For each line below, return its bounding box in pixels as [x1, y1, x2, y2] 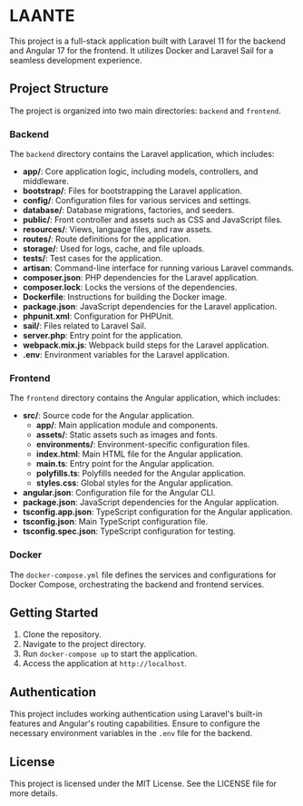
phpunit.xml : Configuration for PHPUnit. [22, 310, 174, 322]
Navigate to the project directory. [22, 639, 147, 650]
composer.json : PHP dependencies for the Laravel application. [22, 272, 259, 283]
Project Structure [9, 81, 109, 96]
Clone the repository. [22, 629, 102, 640]
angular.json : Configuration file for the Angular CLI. [22, 487, 216, 498]
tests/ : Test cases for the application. [22, 253, 163, 264]
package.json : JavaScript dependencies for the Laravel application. [22, 301, 278, 312]
